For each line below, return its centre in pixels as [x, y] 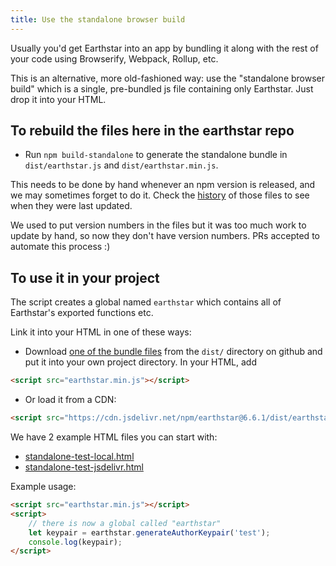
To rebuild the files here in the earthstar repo [152, 131]
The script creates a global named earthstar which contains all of [146, 302]
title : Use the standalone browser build [98, 19]
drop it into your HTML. [58, 99]
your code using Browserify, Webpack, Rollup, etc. [114, 58]
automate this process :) [60, 247]
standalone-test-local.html [79, 456]
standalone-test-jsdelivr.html [84, 467]
